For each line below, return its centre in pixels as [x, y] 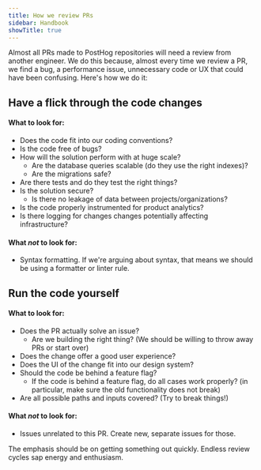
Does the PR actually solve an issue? [79, 331]
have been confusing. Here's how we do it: [78, 78]
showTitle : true [35, 30]
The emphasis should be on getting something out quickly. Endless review [129, 449]
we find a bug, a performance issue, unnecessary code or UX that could [126, 70]
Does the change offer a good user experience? [98, 355]
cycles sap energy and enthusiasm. [66, 457]
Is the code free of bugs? [61, 149]
